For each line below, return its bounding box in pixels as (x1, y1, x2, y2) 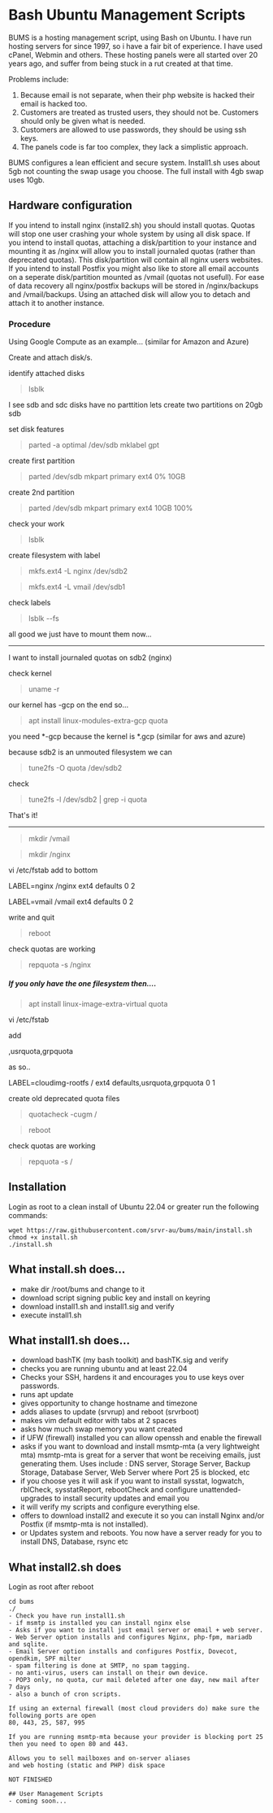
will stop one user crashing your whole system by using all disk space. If (8, 229, 251, 238)
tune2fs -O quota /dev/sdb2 (28, 763, 123, 773)
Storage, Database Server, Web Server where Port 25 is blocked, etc (19, 1467, 250, 1478)
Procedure (8, 318, 51, 330)
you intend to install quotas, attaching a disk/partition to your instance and (8, 238, 258, 247)
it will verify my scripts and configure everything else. (19, 1502, 201, 1512)
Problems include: (8, 74, 69, 84)
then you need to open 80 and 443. (8, 1740, 129, 1749)
